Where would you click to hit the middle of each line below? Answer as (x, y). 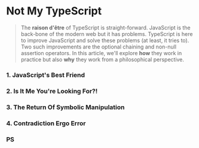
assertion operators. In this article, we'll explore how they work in (101, 53)
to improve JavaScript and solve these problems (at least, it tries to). (105, 40)
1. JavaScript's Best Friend (46, 75)
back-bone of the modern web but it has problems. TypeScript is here (107, 34)
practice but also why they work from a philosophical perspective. (102, 59)
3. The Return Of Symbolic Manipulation (65, 107)
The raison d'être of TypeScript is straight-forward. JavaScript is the (105, 28)
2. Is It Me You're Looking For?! (52, 91)
